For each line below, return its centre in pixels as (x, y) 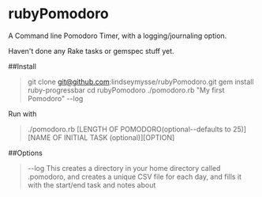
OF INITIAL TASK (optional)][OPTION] (114, 137)
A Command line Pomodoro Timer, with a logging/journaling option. (118, 36)
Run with (22, 114)
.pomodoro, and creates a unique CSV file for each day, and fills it (135, 176)
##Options (26, 153)
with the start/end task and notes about (92, 185)
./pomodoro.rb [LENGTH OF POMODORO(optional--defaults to (129, 129)
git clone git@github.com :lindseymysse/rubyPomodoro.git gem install (140, 81)
